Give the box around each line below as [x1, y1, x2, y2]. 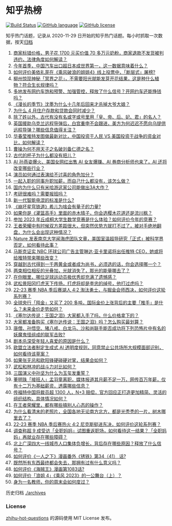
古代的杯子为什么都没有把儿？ [13, 152, 76, 158]
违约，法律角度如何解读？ [13, 56, 68, 62]
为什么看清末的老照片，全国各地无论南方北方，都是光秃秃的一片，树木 [13, 408, 162, 414]
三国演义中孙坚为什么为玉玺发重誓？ [13, 370, 90, 376]
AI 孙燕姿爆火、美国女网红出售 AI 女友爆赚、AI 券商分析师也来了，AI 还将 [13, 158, 167, 164]
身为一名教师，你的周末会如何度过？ [13, 478, 90, 485]
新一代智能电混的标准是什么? [13, 197, 74, 203]
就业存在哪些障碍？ [27, 434, 68, 440]
